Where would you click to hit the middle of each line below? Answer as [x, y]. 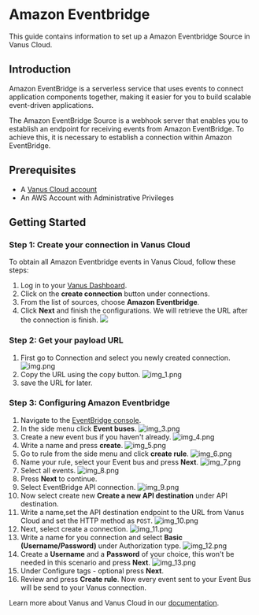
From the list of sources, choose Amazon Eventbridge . [110, 302]
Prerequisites [43, 170]
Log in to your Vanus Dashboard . [74, 286]
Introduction [40, 70]
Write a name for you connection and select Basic [102, 537]
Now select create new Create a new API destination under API [124, 495]
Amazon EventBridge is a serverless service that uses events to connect [126, 88]
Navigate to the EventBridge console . [81, 420]
